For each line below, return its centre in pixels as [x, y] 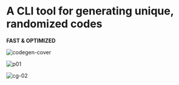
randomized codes [54, 24]
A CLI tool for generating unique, [90, 11]
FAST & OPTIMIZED [31, 40]
